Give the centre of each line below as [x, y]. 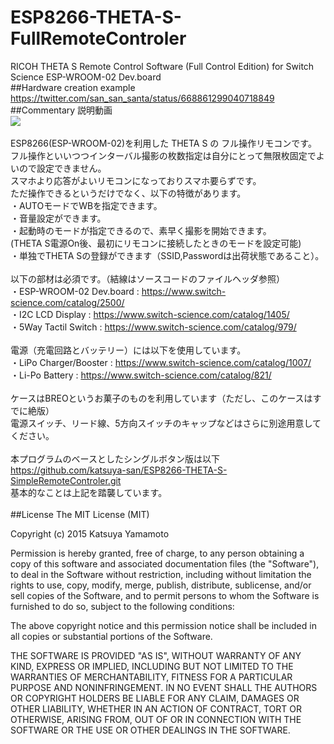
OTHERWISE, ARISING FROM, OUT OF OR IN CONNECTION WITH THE [156, 719]
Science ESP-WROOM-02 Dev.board [86, 77]
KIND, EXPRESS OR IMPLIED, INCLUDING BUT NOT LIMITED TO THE [152, 666]
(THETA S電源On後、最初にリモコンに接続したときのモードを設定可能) [156, 243]
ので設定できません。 [62, 168]
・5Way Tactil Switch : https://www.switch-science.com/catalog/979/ [153, 327]
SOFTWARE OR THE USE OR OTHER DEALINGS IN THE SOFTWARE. [150, 730]
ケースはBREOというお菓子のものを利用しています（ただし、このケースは [161, 398]
